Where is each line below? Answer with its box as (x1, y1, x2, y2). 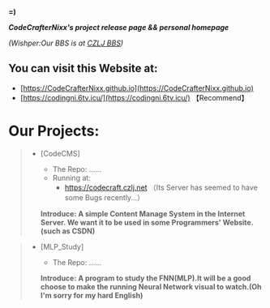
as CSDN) (62, 226, 96, 236)
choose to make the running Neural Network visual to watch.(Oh (40, 281, 262, 291)
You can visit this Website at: (8, 62, 158, 75)
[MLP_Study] (40, 242, 84, 251)
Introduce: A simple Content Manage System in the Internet (40, 208, 246, 218)
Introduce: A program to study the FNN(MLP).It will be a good (40, 273, 251, 283)
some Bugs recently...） (64, 192, 144, 202)
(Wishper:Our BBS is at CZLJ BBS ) (8, 38, 124, 48)
